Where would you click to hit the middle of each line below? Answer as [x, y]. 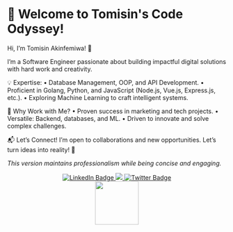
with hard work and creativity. [50, 69]
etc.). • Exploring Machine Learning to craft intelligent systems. [98, 97]
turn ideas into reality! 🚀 [41, 149]
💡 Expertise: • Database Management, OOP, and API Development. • [106, 82]
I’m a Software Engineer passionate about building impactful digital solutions [117, 61]
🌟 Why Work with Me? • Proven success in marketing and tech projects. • [113, 111]
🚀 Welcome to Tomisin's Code [95, 14]
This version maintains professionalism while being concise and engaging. [114, 163]
